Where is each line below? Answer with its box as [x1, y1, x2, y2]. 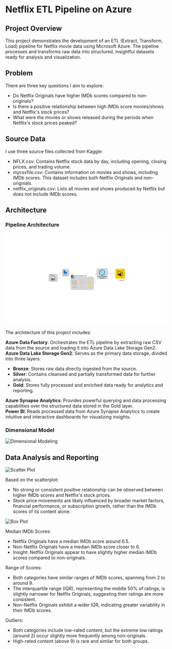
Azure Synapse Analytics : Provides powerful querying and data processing [5, 397, 166, 404]
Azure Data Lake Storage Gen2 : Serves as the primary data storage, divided [5, 350, 167, 356]
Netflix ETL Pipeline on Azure [5, 4, 132, 15]
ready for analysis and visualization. [5, 54, 81, 60]
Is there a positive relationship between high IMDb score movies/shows [12, 103, 164, 109]
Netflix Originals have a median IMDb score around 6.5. [12, 538, 130, 544]
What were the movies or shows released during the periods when [12, 114, 154, 120]
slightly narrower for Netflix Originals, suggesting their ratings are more [12, 590, 164, 597]
